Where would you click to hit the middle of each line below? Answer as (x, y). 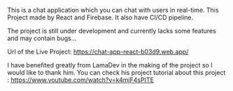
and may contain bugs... (42, 38)
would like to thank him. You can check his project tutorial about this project (116, 73)
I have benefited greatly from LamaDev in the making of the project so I (110, 65)
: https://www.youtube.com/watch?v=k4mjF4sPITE (80, 80)
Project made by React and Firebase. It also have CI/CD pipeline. (100, 17)
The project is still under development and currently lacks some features (112, 31)
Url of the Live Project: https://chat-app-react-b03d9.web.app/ (98, 52)
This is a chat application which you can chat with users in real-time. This (113, 10)
